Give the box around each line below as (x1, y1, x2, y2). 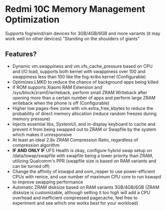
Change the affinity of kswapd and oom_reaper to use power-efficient (12, 168, 155, 174)
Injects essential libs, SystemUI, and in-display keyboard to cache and (12, 121, 156, 127)
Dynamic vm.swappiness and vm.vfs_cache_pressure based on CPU (12, 63, 153, 69)
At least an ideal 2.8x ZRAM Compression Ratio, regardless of (12, 137, 138, 143)
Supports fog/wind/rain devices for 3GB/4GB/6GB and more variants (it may (5, 30, 161, 36)
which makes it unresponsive (12, 131, 72, 137)
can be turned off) (12, 163, 50, 169)
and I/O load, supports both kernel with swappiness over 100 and (12, 68, 146, 74)
